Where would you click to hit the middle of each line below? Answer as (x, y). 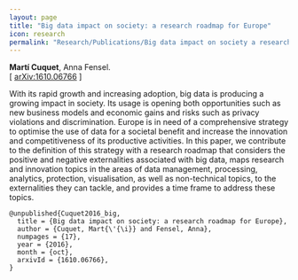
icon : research (37, 34)
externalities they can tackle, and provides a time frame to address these (142, 188)
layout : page (33, 17)
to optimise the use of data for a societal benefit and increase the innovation (149, 132)
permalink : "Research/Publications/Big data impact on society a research (150, 42)
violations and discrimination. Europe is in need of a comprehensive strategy (149, 122)
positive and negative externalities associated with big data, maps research (147, 159)
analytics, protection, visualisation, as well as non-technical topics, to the (143, 179)
